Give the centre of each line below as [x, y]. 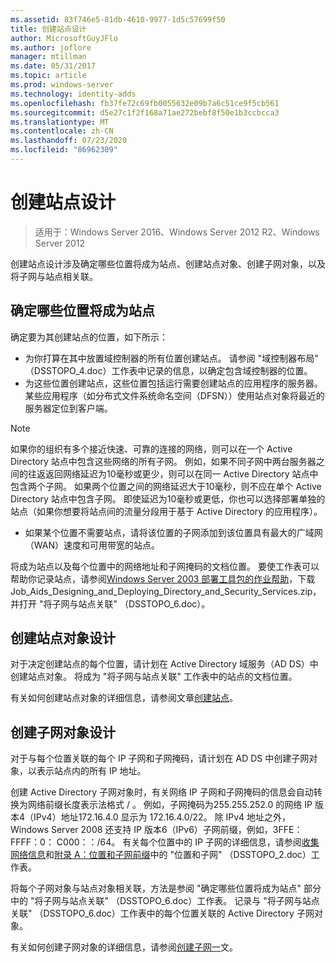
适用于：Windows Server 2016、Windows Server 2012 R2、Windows [177, 232]
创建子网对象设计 [63, 732]
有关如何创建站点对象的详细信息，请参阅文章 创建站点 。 [124, 698]
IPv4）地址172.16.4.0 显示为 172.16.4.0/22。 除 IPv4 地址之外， [162, 817]
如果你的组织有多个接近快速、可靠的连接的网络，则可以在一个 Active [151, 448]
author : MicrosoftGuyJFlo [64, 38]
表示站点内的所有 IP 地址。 [91, 771]
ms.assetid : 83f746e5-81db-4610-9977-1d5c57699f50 [118, 19]
